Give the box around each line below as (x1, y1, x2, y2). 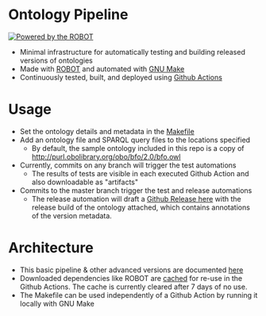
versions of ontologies (19, 56, 93, 65)
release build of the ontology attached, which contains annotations (31, 202, 250, 212)
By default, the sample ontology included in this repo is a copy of (31, 143, 245, 152)
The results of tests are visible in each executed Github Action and (31, 168, 249, 178)
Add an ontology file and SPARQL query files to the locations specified (19, 135, 251, 145)
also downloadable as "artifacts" (31, 177, 139, 187)
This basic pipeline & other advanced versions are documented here (19, 264, 244, 275)
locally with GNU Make (19, 299, 95, 308)
